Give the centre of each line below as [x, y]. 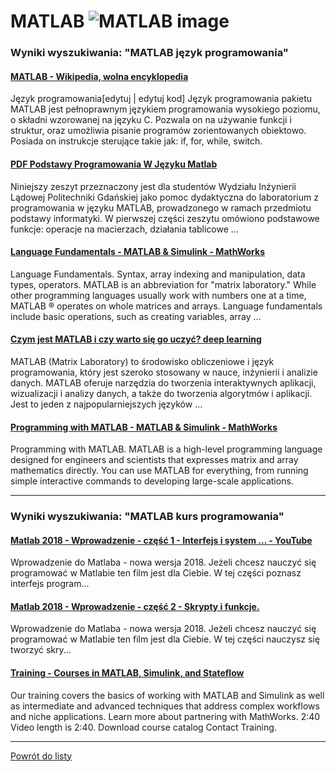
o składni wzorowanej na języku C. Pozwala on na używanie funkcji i [151, 120]
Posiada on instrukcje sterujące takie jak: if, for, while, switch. [136, 141]
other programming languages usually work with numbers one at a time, [158, 295]
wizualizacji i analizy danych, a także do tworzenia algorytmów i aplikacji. [161, 393]
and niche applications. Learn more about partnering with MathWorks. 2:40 [165, 716]
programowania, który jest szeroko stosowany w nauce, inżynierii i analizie [164, 372]
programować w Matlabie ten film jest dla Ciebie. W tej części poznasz [156, 573]
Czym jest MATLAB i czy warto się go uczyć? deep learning [136, 339]
